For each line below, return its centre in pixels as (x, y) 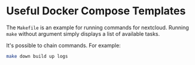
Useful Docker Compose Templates (96, 11)
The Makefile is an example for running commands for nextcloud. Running (98, 27)
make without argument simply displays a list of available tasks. (83, 33)
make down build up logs (37, 56)
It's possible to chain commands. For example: (63, 45)
